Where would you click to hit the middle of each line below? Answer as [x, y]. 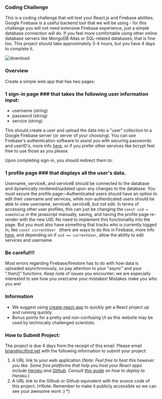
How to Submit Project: [33, 335]
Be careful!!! [20, 253]
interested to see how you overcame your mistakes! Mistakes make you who [81, 279]
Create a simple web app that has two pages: [50, 81]
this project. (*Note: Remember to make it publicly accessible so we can [84, 386]
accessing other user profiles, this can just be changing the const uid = [77, 209]
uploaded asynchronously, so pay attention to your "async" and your [74, 268]
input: [12, 100]
